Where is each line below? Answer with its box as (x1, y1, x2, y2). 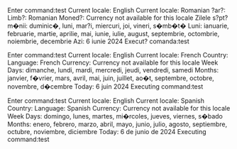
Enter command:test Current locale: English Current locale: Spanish (7, 96, 204, 105)
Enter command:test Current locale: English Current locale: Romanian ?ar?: (7, 6, 226, 14)
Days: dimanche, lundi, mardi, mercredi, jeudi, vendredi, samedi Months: (7, 66, 219, 74)
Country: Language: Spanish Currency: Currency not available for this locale (7, 104, 231, 112)
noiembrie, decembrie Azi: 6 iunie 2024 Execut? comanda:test (7, 37, 189, 45)
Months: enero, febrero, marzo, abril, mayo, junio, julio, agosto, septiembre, (7, 120, 228, 128)
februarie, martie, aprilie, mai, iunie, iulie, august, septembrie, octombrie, (7, 30, 220, 38)
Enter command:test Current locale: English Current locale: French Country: (7, 51, 228, 59)
